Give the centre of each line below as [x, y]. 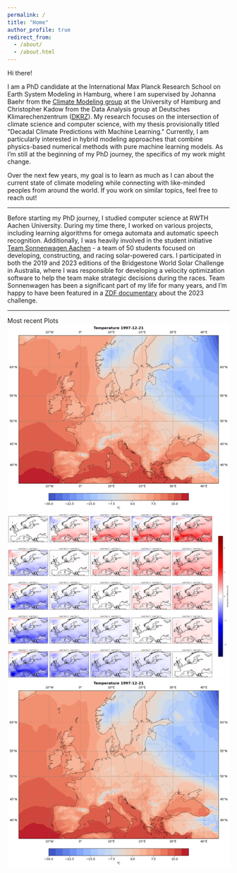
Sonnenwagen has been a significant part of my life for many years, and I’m [117, 285]
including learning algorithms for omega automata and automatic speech [113, 233]
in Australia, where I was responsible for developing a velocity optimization [116, 270]
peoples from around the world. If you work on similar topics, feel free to [113, 190]
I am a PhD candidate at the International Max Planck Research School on [114, 87]
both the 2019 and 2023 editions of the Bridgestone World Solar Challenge [116, 263]
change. [19, 161]
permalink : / [26, 15]
